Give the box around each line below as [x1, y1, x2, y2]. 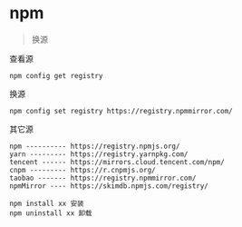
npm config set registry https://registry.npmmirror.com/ [9, 106, 233, 115]
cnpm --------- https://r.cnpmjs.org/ [9, 165, 156, 174]
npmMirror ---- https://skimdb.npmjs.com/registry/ [9, 181, 208, 191]
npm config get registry [9, 71, 103, 80]
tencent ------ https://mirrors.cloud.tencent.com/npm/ [9, 157, 225, 166]
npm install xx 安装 [9, 199, 84, 208]
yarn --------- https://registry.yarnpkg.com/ [9, 149, 189, 159]
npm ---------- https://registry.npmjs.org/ [9, 142, 180, 151]
